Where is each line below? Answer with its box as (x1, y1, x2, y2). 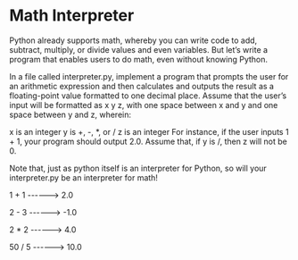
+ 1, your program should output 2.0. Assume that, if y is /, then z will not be (9, 136, 288, 147)
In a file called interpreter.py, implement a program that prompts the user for (9, 71, 289, 81)
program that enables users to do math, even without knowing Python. (9, 54, 269, 64)
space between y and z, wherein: (9, 109, 132, 120)
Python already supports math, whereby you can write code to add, (9, 35, 258, 46)
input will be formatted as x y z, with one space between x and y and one (9, 99, 278, 110)
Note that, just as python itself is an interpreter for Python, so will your (9, 163, 268, 173)
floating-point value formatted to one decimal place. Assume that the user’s (9, 90, 287, 101)
